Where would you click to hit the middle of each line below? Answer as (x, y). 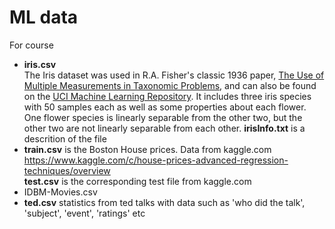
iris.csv (40, 64)
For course (31, 45)
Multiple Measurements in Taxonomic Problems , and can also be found (170, 85)
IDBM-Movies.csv (60, 192)
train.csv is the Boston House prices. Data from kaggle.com (147, 149)
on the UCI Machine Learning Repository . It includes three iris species (167, 96)
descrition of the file (65, 138)
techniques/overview (67, 170)
